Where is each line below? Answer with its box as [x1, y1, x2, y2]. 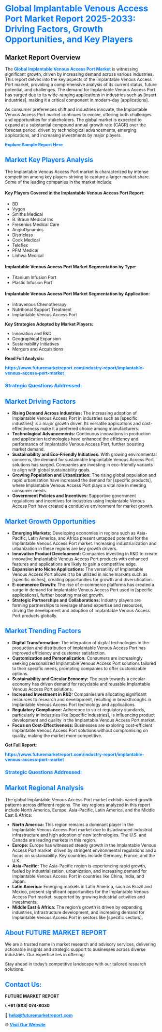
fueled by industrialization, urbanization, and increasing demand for [12, 868, 147, 874]
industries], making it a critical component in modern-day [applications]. [5, 97, 149, 103]
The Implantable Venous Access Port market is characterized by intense [5, 169, 149, 174]
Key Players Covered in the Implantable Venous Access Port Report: [5, 190, 145, 196]
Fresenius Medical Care [12, 222, 59, 227]
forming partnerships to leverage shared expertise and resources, [12, 602, 144, 608]
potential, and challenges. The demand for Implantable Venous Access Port [5, 87, 156, 92]
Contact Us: [5, 980, 42, 989]
